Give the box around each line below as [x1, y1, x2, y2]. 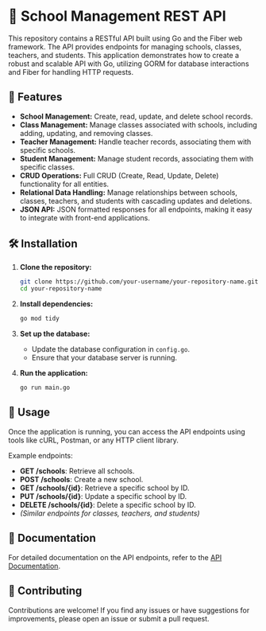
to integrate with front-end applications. [19, 212, 151, 222]
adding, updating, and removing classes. [19, 128, 153, 138]
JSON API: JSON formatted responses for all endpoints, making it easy [19, 204, 253, 214]
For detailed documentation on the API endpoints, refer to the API [8, 552, 222, 562]
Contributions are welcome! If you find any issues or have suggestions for [8, 605, 250, 615]
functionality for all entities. [19, 179, 110, 189]
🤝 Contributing [8, 584, 83, 598]
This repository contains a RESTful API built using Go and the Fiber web [8, 33, 243, 43]
